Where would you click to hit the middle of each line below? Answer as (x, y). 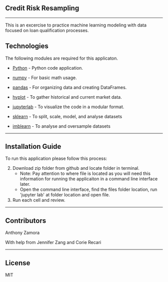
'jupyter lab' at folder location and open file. (65, 195)
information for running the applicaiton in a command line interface (89, 179)
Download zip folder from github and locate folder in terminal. (76, 168)
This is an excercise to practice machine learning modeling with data (76, 25)
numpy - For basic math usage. (44, 78)
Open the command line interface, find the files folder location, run (88, 189)
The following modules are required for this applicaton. (62, 58)
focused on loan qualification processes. (47, 30)
